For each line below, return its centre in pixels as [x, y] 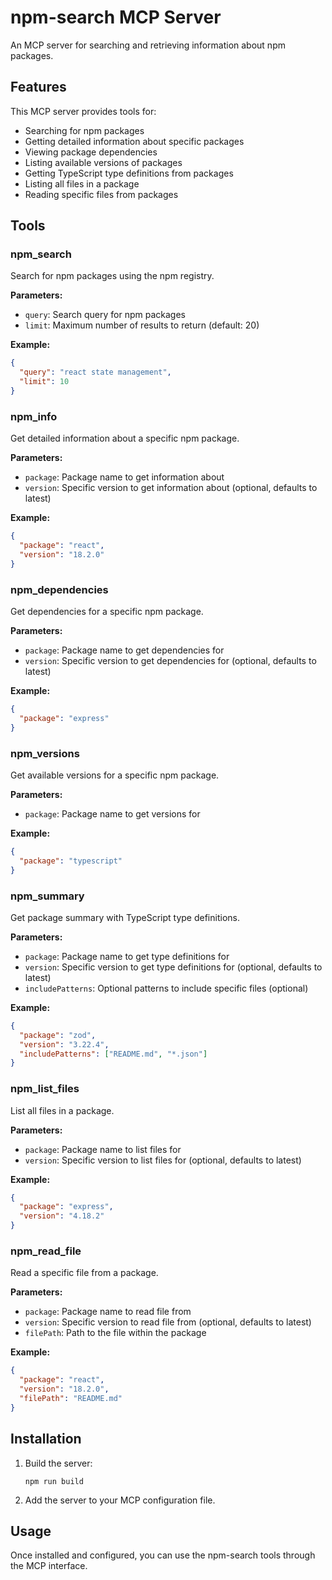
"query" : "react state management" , [95, 372]
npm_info [34, 416]
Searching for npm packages [84, 130]
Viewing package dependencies [91, 152]
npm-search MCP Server [116, 17]
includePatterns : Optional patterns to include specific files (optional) [166, 988]
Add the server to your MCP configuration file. [120, 1500]
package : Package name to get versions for [112, 813]
